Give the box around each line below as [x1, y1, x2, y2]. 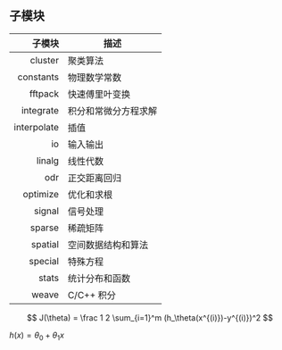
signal [34, 204, 60, 217]
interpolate [13, 121, 60, 133]
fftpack [29, 87, 60, 100]
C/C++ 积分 [67, 288, 116, 301]
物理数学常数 [67, 71, 122, 83]
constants [17, 71, 60, 83]
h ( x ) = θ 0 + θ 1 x [9, 329, 65, 342]
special [29, 254, 60, 267]
